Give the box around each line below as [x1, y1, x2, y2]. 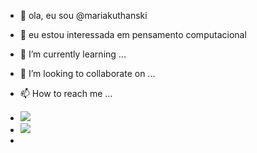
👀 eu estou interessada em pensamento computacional [19, 29, 247, 40]
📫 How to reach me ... [19, 88, 113, 99]
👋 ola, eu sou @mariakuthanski [19, 10, 148, 21]
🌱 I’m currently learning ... [19, 48, 127, 60]
